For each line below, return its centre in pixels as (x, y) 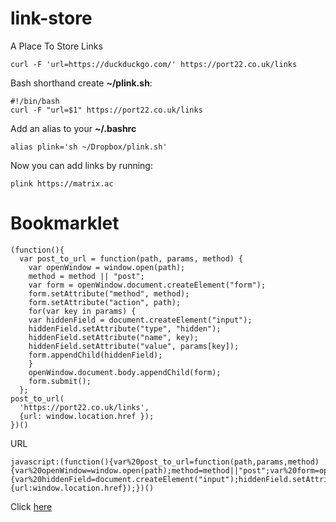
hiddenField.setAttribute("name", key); (113, 337)
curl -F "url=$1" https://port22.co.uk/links (106, 110)
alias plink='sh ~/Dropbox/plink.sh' (89, 147)
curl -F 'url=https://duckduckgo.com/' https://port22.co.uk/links (154, 64)
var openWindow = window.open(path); (107, 267)
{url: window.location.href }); (87, 416)
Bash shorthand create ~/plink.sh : (81, 83)
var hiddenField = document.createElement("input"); (140, 320)
